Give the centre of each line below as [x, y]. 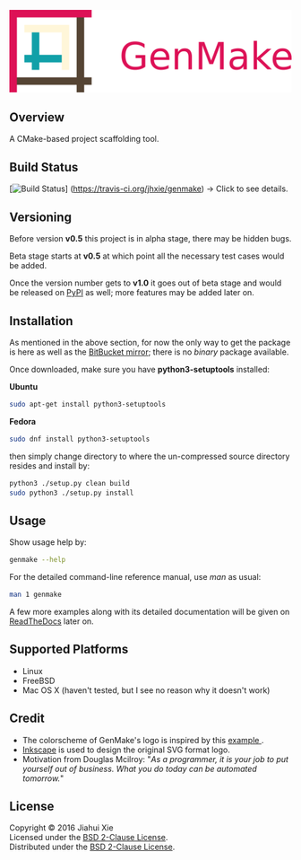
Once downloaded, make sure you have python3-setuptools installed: [140, 369]
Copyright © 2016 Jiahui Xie [61, 828]
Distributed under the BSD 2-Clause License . [92, 847]
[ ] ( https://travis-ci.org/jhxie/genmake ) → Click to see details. [149, 189]
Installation [41, 321]
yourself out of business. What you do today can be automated [139, 768]
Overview [37, 118]
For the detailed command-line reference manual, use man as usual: [135, 577]
